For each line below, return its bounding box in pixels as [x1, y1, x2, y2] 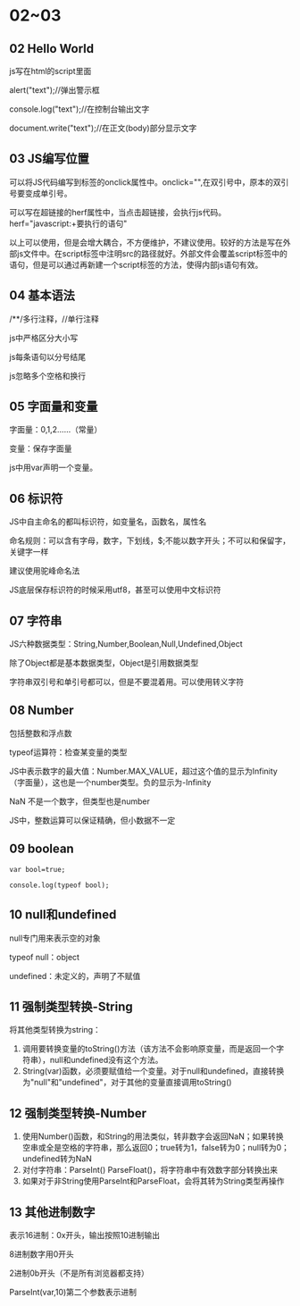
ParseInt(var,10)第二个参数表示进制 [9, 1286, 137, 1297]
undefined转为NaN [21, 1153, 92, 1164]
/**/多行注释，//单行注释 [9, 314, 100, 324]
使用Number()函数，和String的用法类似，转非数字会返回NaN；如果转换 [21, 1131, 284, 1142]
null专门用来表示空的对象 [9, 933, 101, 943]
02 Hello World [9, 41, 95, 56]
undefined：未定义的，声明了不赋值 [9, 970, 141, 981]
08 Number [9, 703, 74, 718]
